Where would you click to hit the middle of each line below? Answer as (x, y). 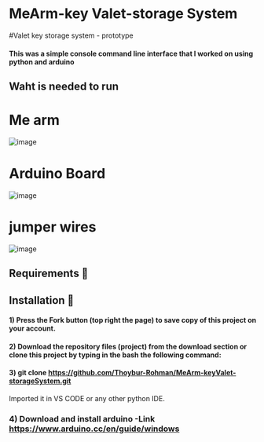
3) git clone (28, 373)
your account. (32, 329)
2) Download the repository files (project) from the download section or (128, 346)
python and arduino (42, 62)
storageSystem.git (40, 381)
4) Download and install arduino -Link (82, 418)
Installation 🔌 (42, 300)
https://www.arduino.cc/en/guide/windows (94, 429)
